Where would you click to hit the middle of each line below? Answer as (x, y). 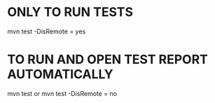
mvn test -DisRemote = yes (47, 31)
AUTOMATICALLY (60, 74)
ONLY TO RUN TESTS (70, 12)
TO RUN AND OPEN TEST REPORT (107, 60)
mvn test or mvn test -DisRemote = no (62, 93)
